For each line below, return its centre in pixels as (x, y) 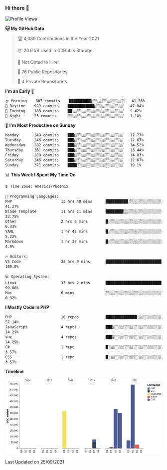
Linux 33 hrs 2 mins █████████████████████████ (83, 283)
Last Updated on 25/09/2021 (35, 462)
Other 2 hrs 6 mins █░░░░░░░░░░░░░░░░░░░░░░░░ (83, 222)
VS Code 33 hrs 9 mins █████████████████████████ (83, 262)
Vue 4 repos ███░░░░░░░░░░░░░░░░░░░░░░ (83, 337)
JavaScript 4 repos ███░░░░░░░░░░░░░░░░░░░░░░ (83, 327)
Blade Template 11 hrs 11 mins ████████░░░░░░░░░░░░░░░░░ (83, 212)
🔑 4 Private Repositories (42, 82)
